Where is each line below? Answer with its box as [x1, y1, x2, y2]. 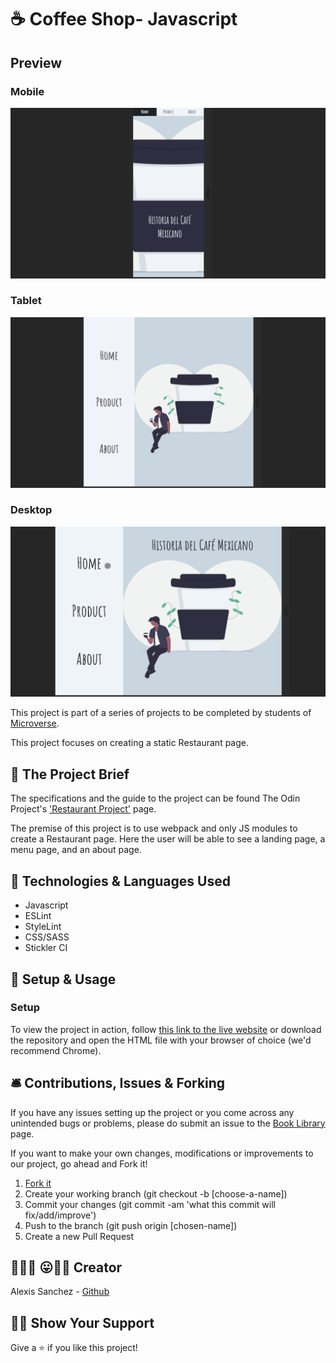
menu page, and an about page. [10, 844, 142, 856]
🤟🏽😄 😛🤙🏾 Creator [10, 1259, 123, 1276]
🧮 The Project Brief [10, 766, 130, 783]
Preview [10, 54, 63, 71]
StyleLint [24, 921, 62, 933]
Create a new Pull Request [24, 1230, 135, 1242]
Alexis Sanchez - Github [10, 1286, 110, 1298]
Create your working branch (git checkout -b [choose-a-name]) [24, 1187, 288, 1200]
